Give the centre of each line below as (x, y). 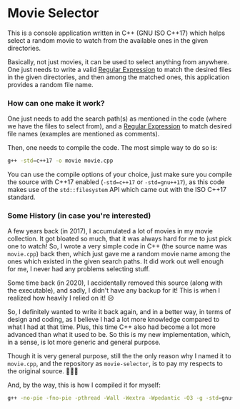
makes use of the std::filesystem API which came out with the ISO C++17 (117, 190)
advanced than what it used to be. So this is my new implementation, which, (119, 335)
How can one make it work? (56, 103)
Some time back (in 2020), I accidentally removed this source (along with (115, 283)
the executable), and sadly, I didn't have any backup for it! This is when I (114, 291)
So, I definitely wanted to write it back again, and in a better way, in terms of (119, 312)
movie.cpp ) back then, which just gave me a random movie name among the (119, 254)
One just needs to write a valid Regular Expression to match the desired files (120, 69)
